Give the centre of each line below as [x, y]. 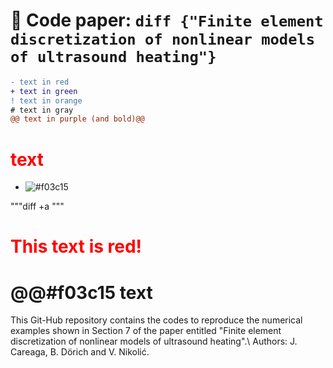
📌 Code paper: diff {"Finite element [167, 20]
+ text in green [44, 91]
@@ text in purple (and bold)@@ [77, 119]
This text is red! [76, 246]
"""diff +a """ [37, 206]
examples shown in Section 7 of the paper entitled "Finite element [146, 331]
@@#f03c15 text [81, 292]
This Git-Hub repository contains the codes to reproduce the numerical [156, 320]
